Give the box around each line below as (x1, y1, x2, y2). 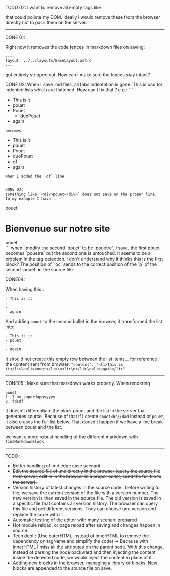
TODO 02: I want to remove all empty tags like (5, 5, 101, 10)
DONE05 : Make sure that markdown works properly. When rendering (5, 380, 150, 386)
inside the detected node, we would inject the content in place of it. (12, 554, 153, 560)
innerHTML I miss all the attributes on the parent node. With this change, (12, 543, 164, 550)
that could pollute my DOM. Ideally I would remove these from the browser (5, 14, 160, 20)
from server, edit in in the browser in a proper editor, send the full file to (12, 473, 162, 479)
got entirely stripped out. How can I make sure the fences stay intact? (5, 72, 150, 78)
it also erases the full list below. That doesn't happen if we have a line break (5, 419, 163, 425)
